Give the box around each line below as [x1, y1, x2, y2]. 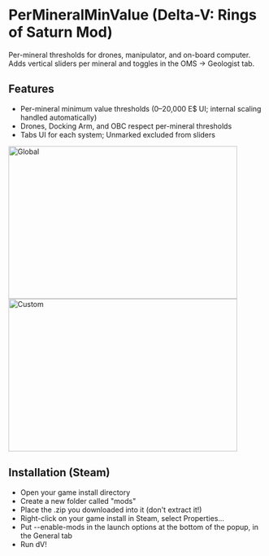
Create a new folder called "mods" [20, 496, 137, 506]
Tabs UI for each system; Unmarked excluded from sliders [20, 129, 215, 139]
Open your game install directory [20, 487, 131, 497]
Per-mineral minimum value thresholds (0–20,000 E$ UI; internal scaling [20, 103, 262, 113]
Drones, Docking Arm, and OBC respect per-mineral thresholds [20, 120, 232, 131]
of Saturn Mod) [8, 23, 113, 42]
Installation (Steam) [8, 466, 111, 479]
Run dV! [20, 539, 47, 549]
